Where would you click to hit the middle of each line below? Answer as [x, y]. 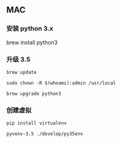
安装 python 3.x [30, 29]
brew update [21, 72]
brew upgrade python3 [34, 94]
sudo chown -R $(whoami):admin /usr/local [61, 83]
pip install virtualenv [37, 123]
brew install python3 [32, 42]
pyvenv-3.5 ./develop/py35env [45, 134]
